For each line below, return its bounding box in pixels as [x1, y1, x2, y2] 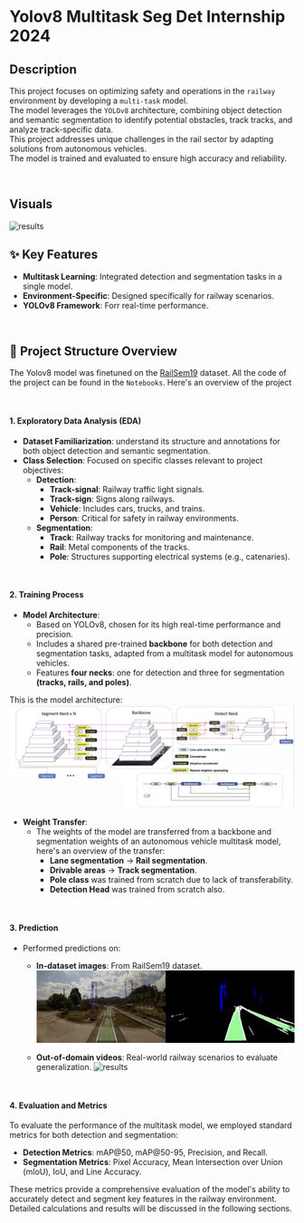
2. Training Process [9, 589, 84, 600]
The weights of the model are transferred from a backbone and [35, 826, 272, 837]
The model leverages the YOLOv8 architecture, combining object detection [9, 105, 282, 115]
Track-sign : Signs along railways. [49, 493, 176, 504]
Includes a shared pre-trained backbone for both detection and [35, 638, 273, 649]
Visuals [9, 196, 52, 212]
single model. [22, 281, 73, 291]
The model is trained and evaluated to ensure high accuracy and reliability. [9, 153, 288, 164]
